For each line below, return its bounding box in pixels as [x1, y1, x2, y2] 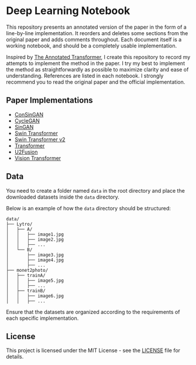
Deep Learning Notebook [6, 4, 130, 18]
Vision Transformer [14, 154, 61, 162]
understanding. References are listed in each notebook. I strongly [6, 72, 164, 79]
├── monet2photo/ [6, 267, 49, 273]
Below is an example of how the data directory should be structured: [6, 204, 171, 212]
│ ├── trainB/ [6, 288, 46, 294]
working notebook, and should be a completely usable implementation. [6, 42, 177, 49]
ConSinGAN [14, 111, 44, 118]
